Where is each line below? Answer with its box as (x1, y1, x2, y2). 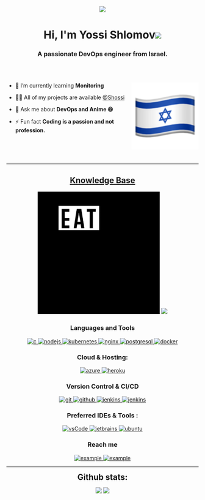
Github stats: (77, 472, 128, 482)
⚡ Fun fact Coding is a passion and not (15, 118, 114, 125)
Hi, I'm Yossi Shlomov (43, 28, 156, 42)
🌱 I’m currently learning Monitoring (15, 82, 104, 89)
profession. (15, 127, 46, 134)
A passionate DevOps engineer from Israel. (37, 50, 168, 58)
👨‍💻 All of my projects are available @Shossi (15, 94, 125, 101)
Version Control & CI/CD (66, 382, 139, 390)
